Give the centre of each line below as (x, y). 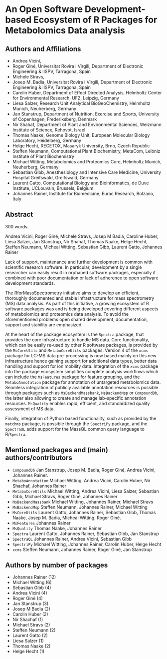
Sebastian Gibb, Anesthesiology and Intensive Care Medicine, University (87, 172)
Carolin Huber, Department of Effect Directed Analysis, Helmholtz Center (87, 93)
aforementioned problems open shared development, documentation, (77, 319)
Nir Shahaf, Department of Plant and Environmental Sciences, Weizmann (87, 124)
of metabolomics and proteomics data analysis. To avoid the (67, 314)
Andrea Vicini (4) (30, 593)
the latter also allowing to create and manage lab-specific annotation (76, 398)
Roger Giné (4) (28, 599)
